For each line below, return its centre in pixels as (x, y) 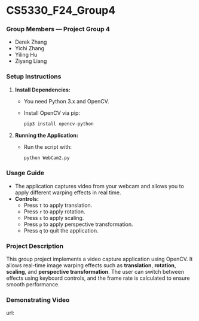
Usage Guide (25, 173)
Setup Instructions (34, 77)
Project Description (35, 246)
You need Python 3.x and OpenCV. (66, 101)
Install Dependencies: (42, 90)
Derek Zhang (31, 42)
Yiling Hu (26, 55)
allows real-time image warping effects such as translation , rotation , (91, 265)
